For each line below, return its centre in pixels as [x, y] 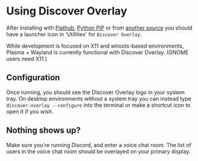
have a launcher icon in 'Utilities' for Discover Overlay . [74, 34]
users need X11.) [27, 58]
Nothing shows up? [43, 131]
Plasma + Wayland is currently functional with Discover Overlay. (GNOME [97, 52]
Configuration [33, 77]
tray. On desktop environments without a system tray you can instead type [99, 98]
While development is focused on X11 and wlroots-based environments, [95, 46]
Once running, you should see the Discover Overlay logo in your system [96, 92]
